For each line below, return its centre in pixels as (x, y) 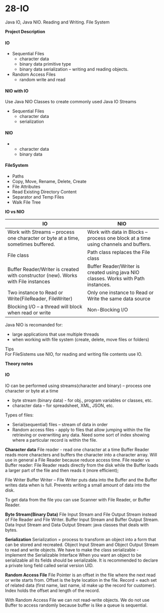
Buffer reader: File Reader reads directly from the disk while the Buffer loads (82, 465)
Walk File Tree (26, 202)
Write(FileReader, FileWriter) (40, 298)
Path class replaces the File (119, 252)
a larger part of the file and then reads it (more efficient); (62, 470)
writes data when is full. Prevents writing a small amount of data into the (78, 485)
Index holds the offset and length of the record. (52, 590)
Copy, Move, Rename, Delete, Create (49, 181)
